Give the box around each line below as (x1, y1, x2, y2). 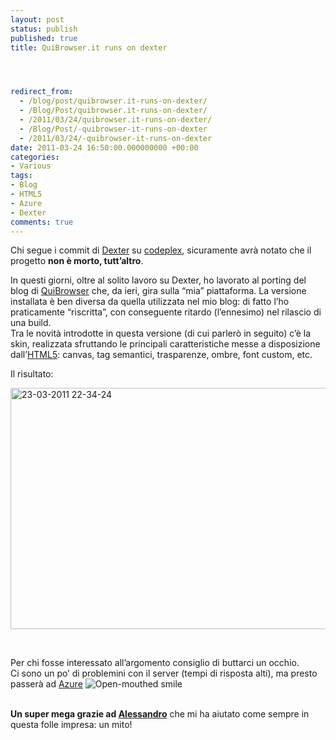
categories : (10, 152, 60, 162)
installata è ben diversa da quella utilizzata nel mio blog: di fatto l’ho (10, 296, 290, 308)
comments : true (10, 217, 74, 227)
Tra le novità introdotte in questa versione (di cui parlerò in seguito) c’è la (10, 327, 312, 340)
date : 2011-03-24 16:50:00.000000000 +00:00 (10, 142, 199, 153)
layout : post (10, 14, 65, 25)
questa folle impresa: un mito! (10, 719, 133, 731)
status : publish (10, 24, 78, 34)
